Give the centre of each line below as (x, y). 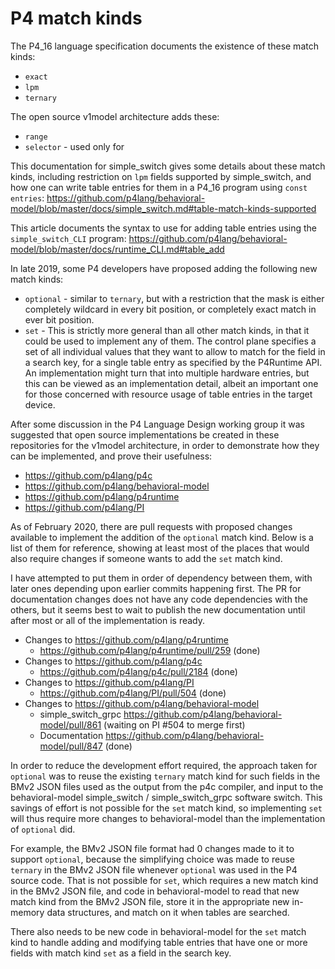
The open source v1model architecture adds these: (115, 116)
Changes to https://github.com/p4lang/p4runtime (126, 639)
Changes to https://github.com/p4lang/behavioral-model (142, 703)
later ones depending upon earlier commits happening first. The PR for (156, 588)
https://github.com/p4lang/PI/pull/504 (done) (133, 693)
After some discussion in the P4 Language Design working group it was (157, 424)
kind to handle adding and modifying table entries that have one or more (159, 942)
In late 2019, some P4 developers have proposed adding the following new (164, 268)
